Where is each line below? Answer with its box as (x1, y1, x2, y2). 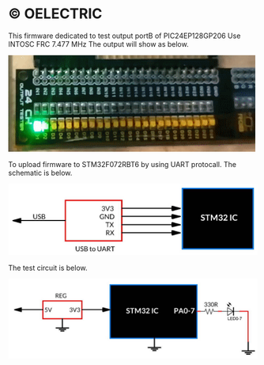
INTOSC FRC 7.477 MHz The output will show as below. (8, 39, 189, 48)
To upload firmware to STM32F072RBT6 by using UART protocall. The (8, 159, 237, 169)
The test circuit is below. (8, 263, 88, 273)
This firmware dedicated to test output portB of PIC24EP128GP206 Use (8, 31, 241, 40)
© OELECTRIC (8, 5, 103, 23)
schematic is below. (8, 168, 73, 177)
